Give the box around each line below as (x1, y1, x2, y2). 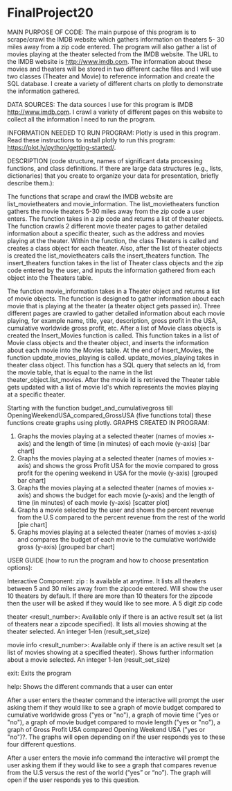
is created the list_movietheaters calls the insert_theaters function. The (7, 251, 210, 260)
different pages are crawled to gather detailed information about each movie (7, 309, 225, 317)
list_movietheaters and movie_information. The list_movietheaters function (7, 199, 220, 208)
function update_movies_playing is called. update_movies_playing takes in (7, 353, 220, 362)
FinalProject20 (7, 5, 93, 21)
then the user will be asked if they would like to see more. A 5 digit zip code (7, 599, 223, 607)
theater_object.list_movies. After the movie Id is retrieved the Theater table (7, 375, 220, 383)
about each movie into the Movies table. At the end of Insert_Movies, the (7, 346, 215, 354)
